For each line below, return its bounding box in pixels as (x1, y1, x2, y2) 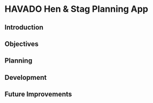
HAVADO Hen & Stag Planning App (4, 3, 149, 15)
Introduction (4, 23, 44, 32)
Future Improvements (4, 90, 72, 99)
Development (4, 73, 47, 82)
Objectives (4, 39, 39, 48)
